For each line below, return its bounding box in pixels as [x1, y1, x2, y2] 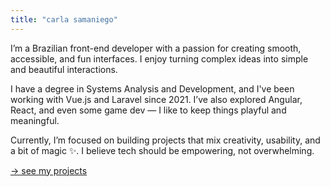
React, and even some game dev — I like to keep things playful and [10, 104, 287, 116]
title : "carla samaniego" [10, 14, 118, 25]
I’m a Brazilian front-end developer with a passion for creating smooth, [10, 42, 302, 54]
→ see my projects [10, 164, 88, 176]
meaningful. [10, 114, 60, 126]
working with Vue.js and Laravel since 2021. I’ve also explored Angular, [10, 93, 303, 105]
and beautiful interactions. [10, 63, 118, 75]
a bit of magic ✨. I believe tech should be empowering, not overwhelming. [10, 144, 315, 156]
